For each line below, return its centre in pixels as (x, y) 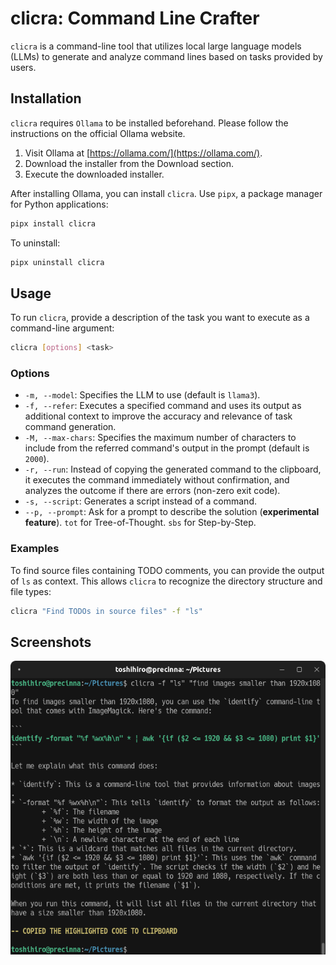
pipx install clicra (53, 223)
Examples (35, 549)
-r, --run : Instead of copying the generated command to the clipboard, (173, 469)
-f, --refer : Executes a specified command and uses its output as (163, 406)
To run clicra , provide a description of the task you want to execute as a (160, 318)
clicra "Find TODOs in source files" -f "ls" (106, 611)
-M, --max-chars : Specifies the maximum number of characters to (160, 438)
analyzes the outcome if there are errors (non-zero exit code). (152, 491)
